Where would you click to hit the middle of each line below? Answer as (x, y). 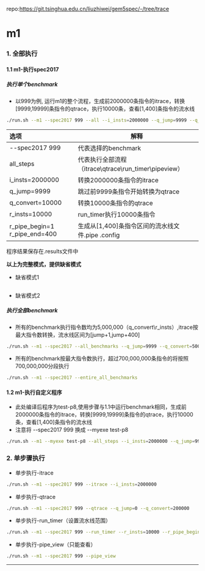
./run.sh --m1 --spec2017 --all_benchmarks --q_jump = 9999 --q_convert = (99, 346)
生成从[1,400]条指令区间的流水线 (126, 226)
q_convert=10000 (36, 203)
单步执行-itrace (34, 473)
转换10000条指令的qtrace (115, 203)
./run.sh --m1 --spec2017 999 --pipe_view (61, 556)
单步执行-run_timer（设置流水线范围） (63, 520)
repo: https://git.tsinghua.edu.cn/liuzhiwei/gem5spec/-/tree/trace (88, 9)
